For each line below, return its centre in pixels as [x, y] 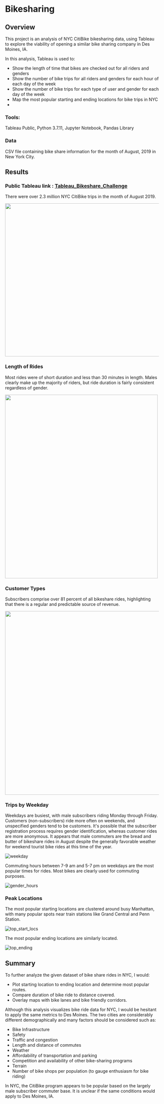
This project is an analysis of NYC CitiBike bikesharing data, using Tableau [80, 39]
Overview [20, 27]
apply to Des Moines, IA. [30, 1096]
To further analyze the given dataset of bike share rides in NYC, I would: [77, 975]
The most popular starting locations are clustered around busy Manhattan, [80, 909]
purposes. [15, 876]
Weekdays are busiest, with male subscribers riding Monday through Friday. [82, 816]
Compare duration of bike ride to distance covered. [64, 995]
